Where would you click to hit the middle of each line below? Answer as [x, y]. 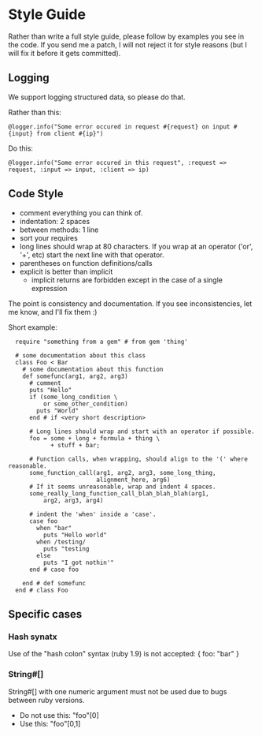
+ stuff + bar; [75, 445]
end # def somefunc [54, 583]
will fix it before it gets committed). [65, 53]
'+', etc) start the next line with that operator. [92, 255]
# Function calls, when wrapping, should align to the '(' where [138, 459]
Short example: [33, 327]
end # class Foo [42, 590]
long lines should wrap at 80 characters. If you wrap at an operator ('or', [136, 246]
